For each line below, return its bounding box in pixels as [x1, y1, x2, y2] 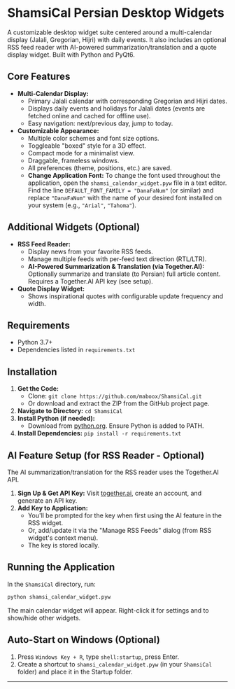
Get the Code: [17, 384, 59, 393]
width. [27, 299, 47, 307]
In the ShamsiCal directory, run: [7, 580, 96, 588]
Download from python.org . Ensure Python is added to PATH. [27, 422, 204, 430]
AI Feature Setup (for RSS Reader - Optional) [7, 450, 205, 461]
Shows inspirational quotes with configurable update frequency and [27, 292, 224, 300]
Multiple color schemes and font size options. [27, 134, 159, 142]
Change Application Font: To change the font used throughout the [27, 171, 220, 179]
